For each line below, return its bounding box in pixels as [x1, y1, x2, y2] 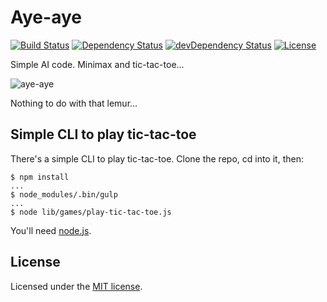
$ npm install [10, 172, 70, 182]
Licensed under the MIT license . [10, 280, 143, 292]
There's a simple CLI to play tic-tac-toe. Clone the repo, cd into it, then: [10, 152, 304, 165]
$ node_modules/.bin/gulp [10, 189, 118, 200]
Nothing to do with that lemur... [10, 97, 138, 109]
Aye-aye [10, 6, 82, 29]
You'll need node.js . [10, 224, 92, 236]
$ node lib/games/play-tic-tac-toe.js [10, 207, 172, 217]
